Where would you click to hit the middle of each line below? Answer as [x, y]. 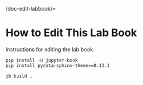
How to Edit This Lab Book [71, 33]
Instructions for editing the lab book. [50, 49]
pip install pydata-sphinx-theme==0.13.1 [58, 65]
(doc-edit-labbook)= [31, 9]
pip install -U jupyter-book [42, 60]
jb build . [19, 76]
